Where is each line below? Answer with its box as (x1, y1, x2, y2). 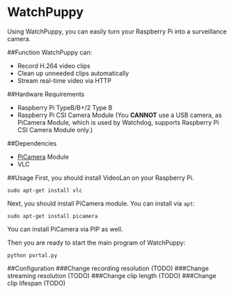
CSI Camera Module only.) (17, 125, 93, 134)
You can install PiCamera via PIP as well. (7, 224, 123, 233)
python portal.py (7, 252, 58, 258)
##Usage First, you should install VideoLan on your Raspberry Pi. (7, 173, 194, 182)
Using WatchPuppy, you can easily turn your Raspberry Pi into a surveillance (7, 27, 227, 36)
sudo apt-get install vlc (7, 187, 82, 194)
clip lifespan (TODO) (7, 279, 66, 287)
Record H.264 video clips (17, 61, 91, 70)
